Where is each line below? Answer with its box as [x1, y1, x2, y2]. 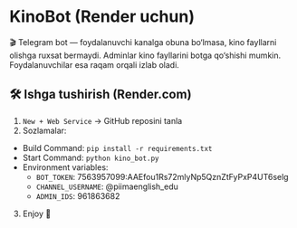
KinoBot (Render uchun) [9, 6, 195, 27]
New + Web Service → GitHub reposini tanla [22, 115, 183, 126]
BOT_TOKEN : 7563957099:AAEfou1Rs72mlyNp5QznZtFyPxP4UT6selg [35, 171, 289, 182]
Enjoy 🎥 [22, 208, 52, 219]
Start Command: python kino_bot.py [22, 152, 159, 163]
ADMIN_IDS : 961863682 [35, 190, 120, 201]
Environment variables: [22, 161, 109, 173]
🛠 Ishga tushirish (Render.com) [9, 87, 192, 102]
